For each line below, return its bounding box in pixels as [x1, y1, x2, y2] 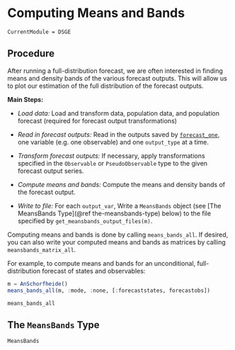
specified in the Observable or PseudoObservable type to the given [17, 159, 207, 167]
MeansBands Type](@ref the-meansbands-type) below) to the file [17, 209, 211, 218]
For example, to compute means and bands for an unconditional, [7, 259, 196, 267]
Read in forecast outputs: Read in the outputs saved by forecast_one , [17, 130, 220, 139]
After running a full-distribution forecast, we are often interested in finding [7, 66, 223, 75]
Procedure [7, 47, 55, 60]
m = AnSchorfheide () [7, 280, 69, 288]
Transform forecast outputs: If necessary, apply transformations [17, 151, 205, 160]
